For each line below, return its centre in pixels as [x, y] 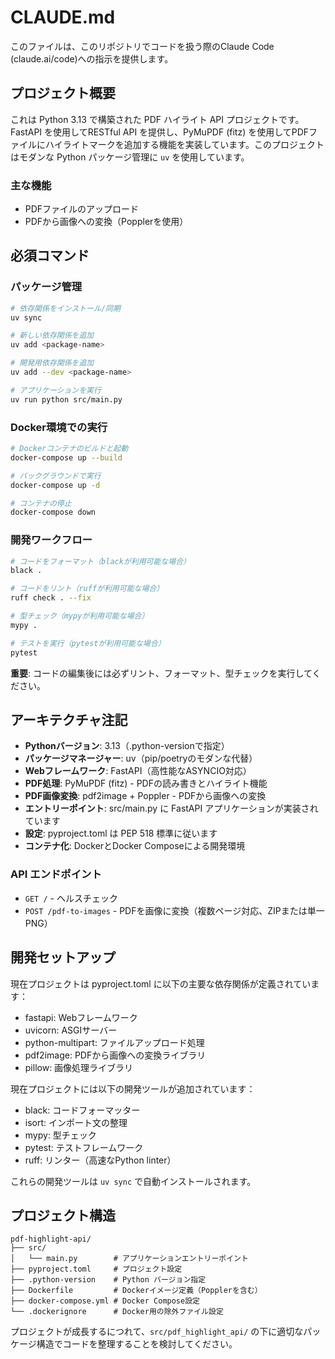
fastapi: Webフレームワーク [81, 1017]
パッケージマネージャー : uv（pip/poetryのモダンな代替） [141, 758]
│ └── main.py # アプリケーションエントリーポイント [129, 1259]
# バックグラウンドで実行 [56, 476]
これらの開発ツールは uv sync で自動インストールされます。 [133, 1181]
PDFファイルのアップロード [82, 209]
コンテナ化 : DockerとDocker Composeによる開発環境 [135, 846]
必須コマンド [50, 256]
